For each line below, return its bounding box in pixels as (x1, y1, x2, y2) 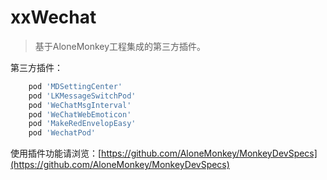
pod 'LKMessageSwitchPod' (28, 91, 137, 101)
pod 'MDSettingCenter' (28, 81, 123, 91)
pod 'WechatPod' (28, 128, 97, 138)
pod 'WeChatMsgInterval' (28, 100, 132, 110)
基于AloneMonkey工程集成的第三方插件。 (34, 40, 207, 52)
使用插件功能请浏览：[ (10, 147, 102, 160)
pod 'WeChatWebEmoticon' (28, 109, 132, 120)
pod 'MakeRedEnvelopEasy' (28, 119, 137, 129)
